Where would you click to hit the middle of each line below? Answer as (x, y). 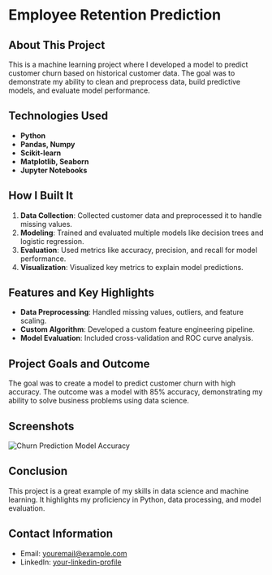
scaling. (33, 321)
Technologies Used (58, 116)
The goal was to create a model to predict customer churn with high (122, 383)
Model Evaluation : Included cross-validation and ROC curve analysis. (136, 338)
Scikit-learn (41, 153)
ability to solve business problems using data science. (99, 401)
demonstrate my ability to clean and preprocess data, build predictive (125, 82)
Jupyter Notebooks (54, 170)
